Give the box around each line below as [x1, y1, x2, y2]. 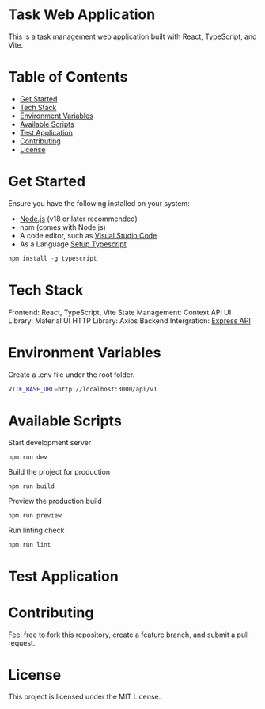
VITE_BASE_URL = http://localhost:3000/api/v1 [8, 385, 157, 393]
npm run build [8, 482, 55, 490]
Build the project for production [8, 467, 111, 477]
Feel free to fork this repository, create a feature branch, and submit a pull [8, 630, 249, 639]
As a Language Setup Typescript [19, 239, 127, 249]
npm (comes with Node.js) [19, 222, 107, 231]
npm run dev [8, 453, 47, 461]
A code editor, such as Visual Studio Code [19, 231, 157, 240]
